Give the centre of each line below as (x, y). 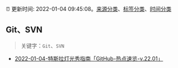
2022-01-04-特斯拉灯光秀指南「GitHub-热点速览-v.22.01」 (89, 58)
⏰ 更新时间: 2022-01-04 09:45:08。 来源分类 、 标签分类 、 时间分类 (89, 9)
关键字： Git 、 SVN (43, 46)
